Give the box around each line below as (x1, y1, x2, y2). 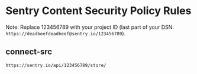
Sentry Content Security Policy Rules (5, 4, 192, 18)
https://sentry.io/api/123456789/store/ (5, 62, 107, 68)
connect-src (5, 47, 53, 57)
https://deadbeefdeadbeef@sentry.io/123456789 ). (5, 29, 126, 36)
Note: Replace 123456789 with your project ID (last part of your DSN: (5, 23, 174, 31)
